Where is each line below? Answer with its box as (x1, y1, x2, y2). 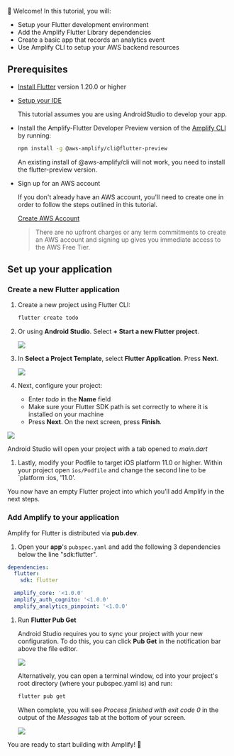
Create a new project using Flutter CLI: (17, 301, 131, 309)
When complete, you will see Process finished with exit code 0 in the (17, 706, 219, 714)
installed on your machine (28, 410, 104, 418)
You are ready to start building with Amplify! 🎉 (7, 740, 142, 748)
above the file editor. (17, 644, 78, 652)
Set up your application (7, 263, 113, 276)
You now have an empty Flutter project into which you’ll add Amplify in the (7, 487, 225, 496)
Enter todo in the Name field (28, 395, 111, 404)
